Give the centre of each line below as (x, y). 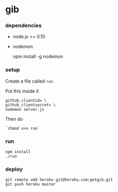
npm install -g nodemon (38, 56)
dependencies (23, 26)
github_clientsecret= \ (31, 105)
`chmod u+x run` (22, 128)
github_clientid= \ (26, 100)
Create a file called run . (30, 81)
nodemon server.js (25, 109)
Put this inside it (22, 91)
